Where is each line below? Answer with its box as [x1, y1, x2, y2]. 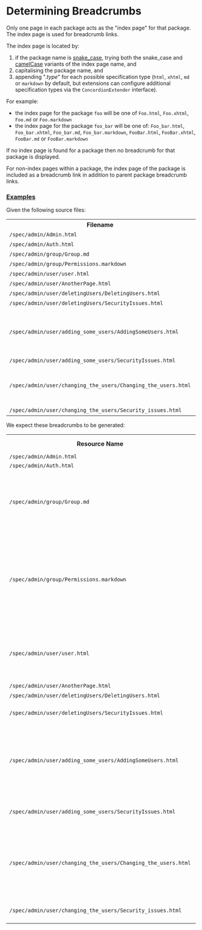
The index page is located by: [6, 42, 80, 49]
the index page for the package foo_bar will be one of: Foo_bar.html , [14, 122, 185, 129]
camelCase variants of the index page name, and [14, 60, 137, 68]
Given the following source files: [6, 206, 86, 214]
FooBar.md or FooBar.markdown [14, 134, 88, 142]
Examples [6, 192, 36, 201]
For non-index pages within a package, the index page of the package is [6, 165, 186, 172]
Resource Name [76, 440, 124, 448]
